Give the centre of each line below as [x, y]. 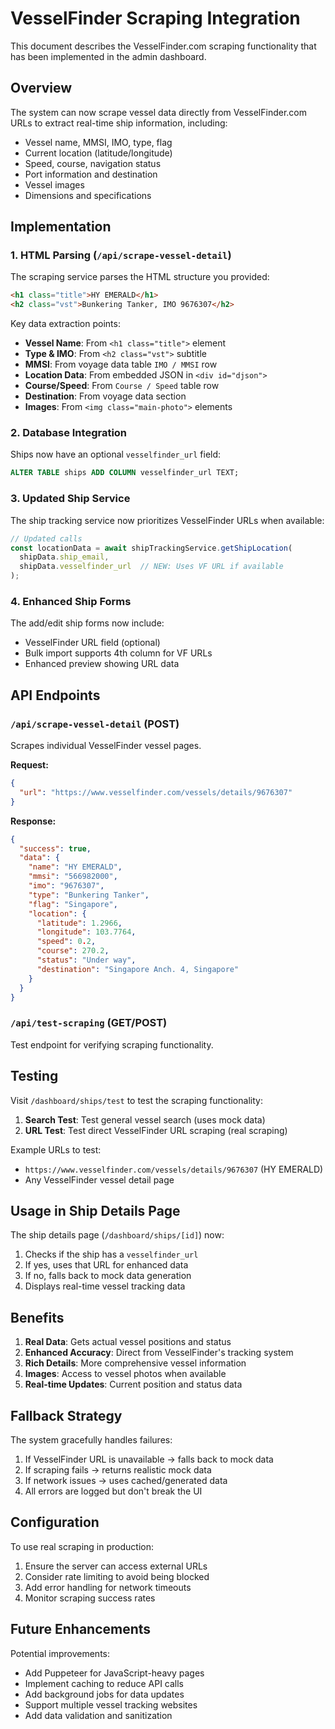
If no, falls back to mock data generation [108, 1276]
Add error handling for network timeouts [108, 1587]
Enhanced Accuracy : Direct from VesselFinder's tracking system [159, 1353]
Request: [29, 765]
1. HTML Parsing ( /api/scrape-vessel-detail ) [121, 255]
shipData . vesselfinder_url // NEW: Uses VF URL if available [151, 567]
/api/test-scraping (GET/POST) [89, 1023]
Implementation [61, 227]
